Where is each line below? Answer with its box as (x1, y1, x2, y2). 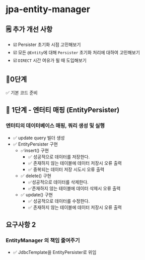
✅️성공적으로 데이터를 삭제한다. (28, 179, 89, 185)
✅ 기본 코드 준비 (6, 90, 38, 96)
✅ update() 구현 (20, 191, 53, 198)
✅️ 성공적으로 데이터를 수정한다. (28, 198, 90, 204)
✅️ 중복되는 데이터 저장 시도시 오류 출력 (28, 166, 105, 172)
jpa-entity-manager (6, 4, 90, 15)
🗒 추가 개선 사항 (6, 25, 53, 33)
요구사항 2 (6, 220, 36, 229)
